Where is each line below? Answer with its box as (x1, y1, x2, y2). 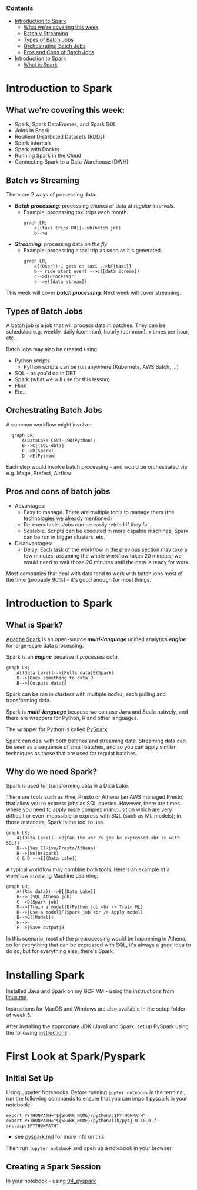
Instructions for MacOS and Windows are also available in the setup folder (6, 1005, 186, 1012)
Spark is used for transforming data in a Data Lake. (6, 782, 129, 789)
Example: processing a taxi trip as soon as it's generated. (23, 247, 162, 254)
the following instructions (6, 1029, 68, 1036)
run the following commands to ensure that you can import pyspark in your (6, 1095, 188, 1102)
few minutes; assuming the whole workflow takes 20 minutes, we (23, 552, 182, 559)
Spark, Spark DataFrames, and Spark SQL (14, 121, 116, 128)
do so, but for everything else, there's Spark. (6, 948, 115, 955)
